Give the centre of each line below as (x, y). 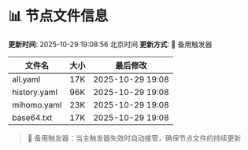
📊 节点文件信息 (58, 16)
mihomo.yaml (37, 104)
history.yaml (35, 92)
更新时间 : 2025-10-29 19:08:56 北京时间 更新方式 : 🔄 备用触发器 (110, 44)
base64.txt (32, 117)
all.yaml (26, 79)
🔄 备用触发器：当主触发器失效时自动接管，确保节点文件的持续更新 (134, 137)
